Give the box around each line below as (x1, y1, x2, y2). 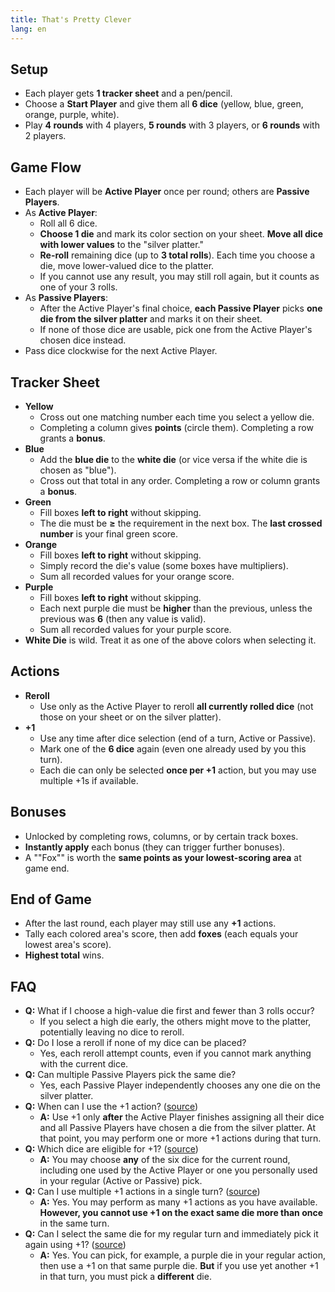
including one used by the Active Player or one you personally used (39, 1164, 318, 1176)
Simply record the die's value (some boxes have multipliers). (39, 559, 289, 571)
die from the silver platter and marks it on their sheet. (39, 313, 263, 325)
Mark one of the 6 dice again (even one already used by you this (39, 742, 307, 755)
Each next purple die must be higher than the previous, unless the (39, 602, 313, 614)
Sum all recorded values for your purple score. (39, 623, 232, 635)
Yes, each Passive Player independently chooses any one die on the (39, 1079, 321, 1091)
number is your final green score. (39, 527, 179, 540)
